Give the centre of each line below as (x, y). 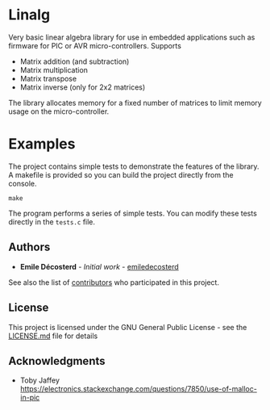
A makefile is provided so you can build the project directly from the (121, 174)
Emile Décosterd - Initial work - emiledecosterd (99, 266)
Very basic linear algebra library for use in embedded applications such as (132, 37)
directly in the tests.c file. (52, 222)
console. (23, 183)
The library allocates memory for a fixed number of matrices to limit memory (135, 102)
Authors (29, 247)
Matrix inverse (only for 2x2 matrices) (83, 87)
